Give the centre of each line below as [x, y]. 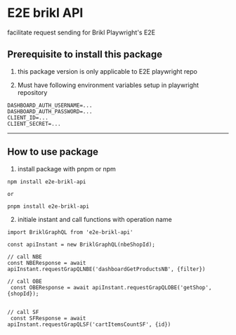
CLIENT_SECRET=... [34, 124]
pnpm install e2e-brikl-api [48, 206]
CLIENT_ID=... [28, 117]
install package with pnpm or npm [66, 169]
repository [32, 92]
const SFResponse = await [48, 318]
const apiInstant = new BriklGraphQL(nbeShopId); [81, 244]
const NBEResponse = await [47, 263]
